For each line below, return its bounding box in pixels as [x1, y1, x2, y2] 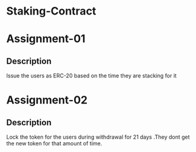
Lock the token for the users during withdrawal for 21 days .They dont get [6, 133, 190, 140]
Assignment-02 [6, 93, 88, 107]
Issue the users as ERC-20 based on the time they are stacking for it [6, 72, 177, 79]
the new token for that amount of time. [6, 140, 103, 147]
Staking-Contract [6, 4, 96, 18]
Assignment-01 [6, 32, 86, 46]
